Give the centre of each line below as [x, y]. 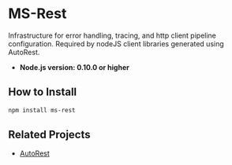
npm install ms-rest [42, 110]
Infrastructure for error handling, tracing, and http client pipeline [112, 35]
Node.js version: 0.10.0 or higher [75, 67]
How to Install [43, 92]
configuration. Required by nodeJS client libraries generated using [116, 43]
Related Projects [49, 135]
